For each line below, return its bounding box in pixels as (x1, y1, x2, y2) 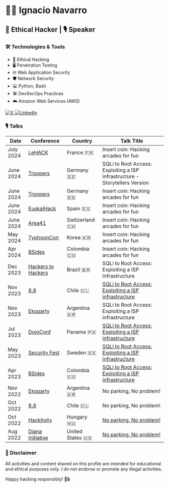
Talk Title (120, 137, 143, 145)
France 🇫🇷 (66, 149, 94, 156)
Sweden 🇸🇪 (66, 350, 97, 357)
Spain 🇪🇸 (66, 205, 91, 212)
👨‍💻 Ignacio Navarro (5, 5, 87, 16)
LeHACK (28, 149, 49, 156)
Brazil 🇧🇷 (66, 266, 91, 273)
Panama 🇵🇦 (66, 328, 97, 335)
